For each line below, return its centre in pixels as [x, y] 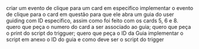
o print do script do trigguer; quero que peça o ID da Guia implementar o [95, 33]
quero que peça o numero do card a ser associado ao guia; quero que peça [99, 27]
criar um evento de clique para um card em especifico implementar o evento [100, 8]
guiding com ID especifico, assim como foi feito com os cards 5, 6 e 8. [92, 21]
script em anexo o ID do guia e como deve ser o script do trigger [85, 39]
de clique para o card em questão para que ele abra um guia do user [90, 14]
